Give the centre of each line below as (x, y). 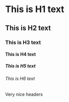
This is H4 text (20, 55)
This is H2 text (28, 28)
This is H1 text (35, 9)
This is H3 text (23, 42)
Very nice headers (24, 94)
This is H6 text (20, 79)
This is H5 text (20, 66)
